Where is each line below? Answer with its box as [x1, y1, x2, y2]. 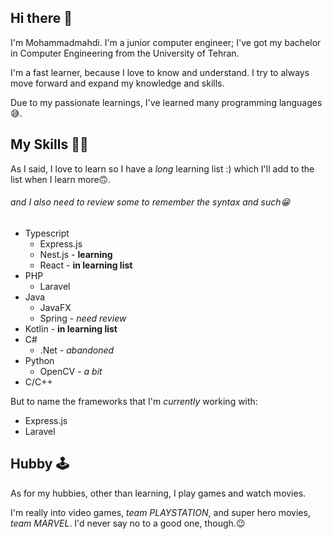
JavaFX [39, 301, 72, 313]
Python [24, 354, 55, 366]
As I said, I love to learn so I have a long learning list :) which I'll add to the [10, 162, 315, 175]
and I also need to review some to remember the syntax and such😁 [10, 196, 291, 208]
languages [278, 96, 323, 108]
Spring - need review [39, 312, 127, 324]
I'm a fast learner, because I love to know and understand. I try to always [10, 66, 310, 78]
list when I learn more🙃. [10, 173, 112, 185]
